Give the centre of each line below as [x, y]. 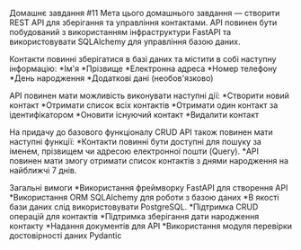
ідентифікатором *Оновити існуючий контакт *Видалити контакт [134, 115]
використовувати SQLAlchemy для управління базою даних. [125, 41]
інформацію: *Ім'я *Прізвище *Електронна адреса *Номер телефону [143, 68]
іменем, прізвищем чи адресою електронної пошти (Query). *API [134, 151]
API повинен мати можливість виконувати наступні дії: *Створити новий [150, 95]
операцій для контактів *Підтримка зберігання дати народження [134, 216]
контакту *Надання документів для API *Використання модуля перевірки [151, 226]
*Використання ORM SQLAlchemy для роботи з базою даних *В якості [144, 197]
